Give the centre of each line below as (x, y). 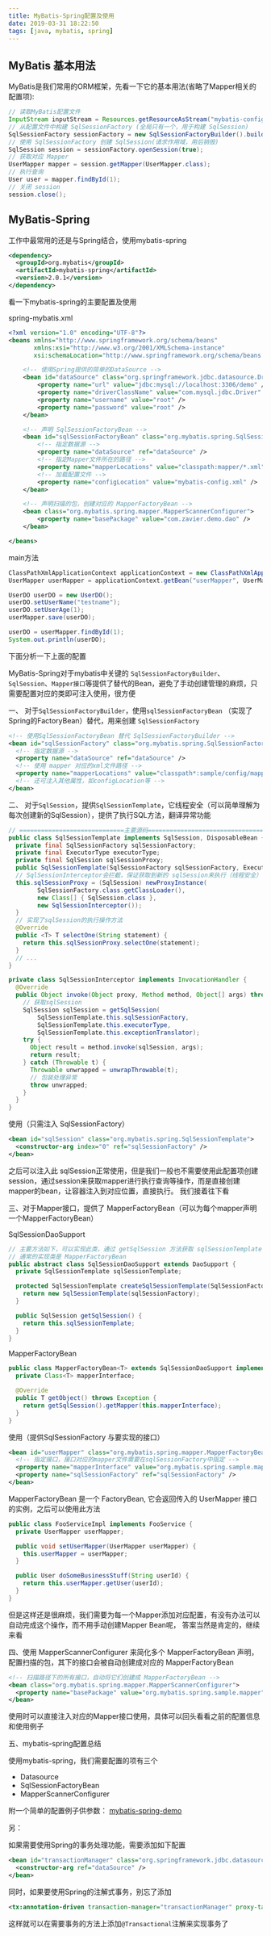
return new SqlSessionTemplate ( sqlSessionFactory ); (111, 1294)
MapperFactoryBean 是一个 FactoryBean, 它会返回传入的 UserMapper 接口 (133, 1498)
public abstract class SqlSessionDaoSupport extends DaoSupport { (122, 1264)
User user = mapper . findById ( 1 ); (65, 180)
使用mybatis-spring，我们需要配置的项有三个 (83, 1761)
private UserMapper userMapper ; (70, 1532)
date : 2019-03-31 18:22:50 (54, 23)
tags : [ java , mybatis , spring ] (61, 31)
